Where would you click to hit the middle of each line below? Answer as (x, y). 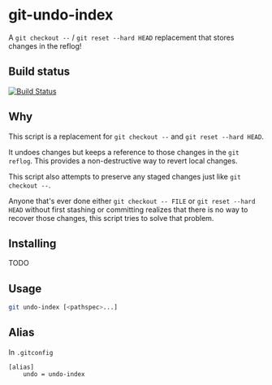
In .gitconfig (31, 352)
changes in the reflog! (45, 45)
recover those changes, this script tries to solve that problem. (111, 218)
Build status (39, 72)
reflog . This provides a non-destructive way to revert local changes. (123, 161)
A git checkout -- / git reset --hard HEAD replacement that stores (121, 37)
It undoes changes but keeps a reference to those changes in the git (124, 152)
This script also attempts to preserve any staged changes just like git (125, 176)
